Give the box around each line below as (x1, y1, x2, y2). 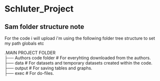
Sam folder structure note (4, 23, 85, 31)
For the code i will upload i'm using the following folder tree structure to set (4, 35, 155, 41)
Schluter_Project (4, 3, 74, 14)
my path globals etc (4, 40, 44, 46)
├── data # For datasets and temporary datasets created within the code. (4, 60, 153, 66)
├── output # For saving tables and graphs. (4, 65, 93, 71)
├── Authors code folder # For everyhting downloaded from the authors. (4, 55, 151, 61)
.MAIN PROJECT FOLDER (4, 50, 56, 55)
